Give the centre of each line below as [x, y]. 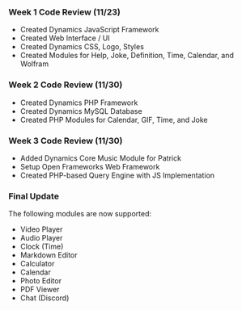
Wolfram [34, 64]
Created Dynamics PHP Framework [79, 103]
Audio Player [41, 238]
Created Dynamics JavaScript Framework [89, 30]
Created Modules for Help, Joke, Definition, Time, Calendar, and [127, 56]
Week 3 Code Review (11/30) [66, 140]
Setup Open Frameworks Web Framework [90, 166]
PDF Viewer [40, 290]
